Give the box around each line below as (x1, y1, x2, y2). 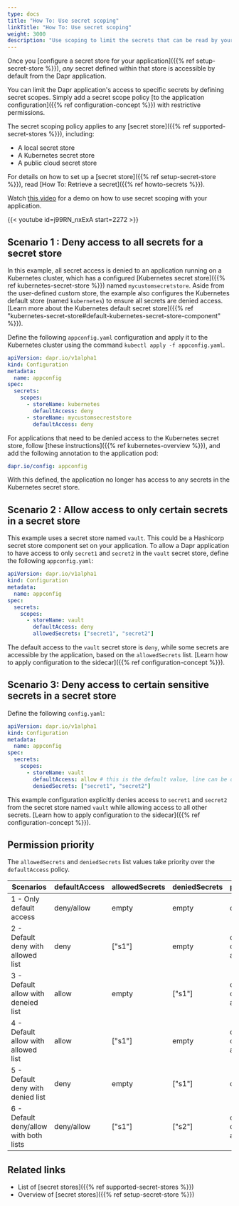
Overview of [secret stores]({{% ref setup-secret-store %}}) (17, 1190, 195, 1199)
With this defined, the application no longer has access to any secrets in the (7, 475, 230, 484)
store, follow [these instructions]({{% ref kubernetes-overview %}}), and (7, 441, 221, 450)
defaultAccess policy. (7, 865, 70, 874)
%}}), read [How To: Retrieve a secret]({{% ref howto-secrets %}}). (7, 180, 205, 189)
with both (11, 1130, 43, 1140)
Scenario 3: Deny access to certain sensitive (7, 679, 210, 691)
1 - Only (11, 894, 40, 904)
